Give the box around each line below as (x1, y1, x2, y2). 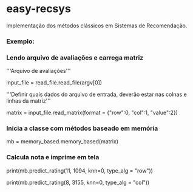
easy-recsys (6, 2, 71, 16)
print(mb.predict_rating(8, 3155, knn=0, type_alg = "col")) (6, 179, 150, 186)
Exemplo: (6, 37, 35, 46)
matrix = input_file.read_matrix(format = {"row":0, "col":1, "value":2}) (6, 109, 178, 117)
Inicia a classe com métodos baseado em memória (6, 124, 158, 132)
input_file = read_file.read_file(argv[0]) (6, 79, 102, 86)
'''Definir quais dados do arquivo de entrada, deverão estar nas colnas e (6, 91, 187, 98)
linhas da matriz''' (6, 97, 51, 105)
